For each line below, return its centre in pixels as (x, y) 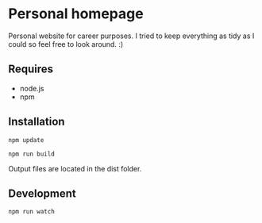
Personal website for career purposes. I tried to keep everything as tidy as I (131, 36)
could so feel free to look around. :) (66, 44)
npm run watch (32, 212)
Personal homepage (76, 14)
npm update (26, 140)
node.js (32, 88)
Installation (37, 122)
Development (42, 193)
